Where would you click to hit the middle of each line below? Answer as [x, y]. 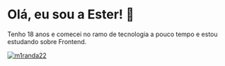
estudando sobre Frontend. [47, 41]
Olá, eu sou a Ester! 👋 [71, 15]
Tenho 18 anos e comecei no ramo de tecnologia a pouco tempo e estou [112, 34]
